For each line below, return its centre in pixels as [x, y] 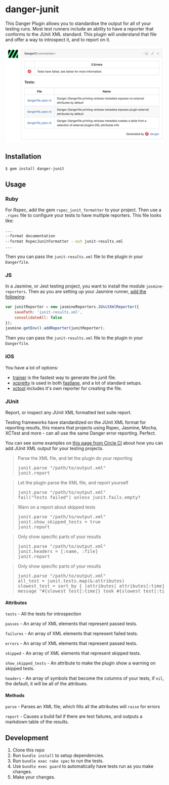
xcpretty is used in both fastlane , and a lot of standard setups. [77, 383]
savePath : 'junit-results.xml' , [48, 312]
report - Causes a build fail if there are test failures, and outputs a [74, 716]
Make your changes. [34, 777]
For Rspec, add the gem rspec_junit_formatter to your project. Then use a [83, 210]
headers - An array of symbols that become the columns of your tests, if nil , [85, 678]
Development [27, 738]
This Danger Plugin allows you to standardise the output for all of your [78, 23]
